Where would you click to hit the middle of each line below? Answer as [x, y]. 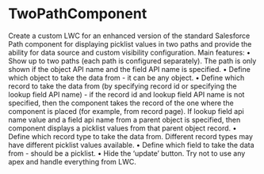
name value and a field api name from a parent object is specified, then [124, 119]
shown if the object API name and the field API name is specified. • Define [130, 69]
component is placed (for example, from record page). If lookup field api [126, 111]
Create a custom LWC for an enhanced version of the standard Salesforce [129, 36]
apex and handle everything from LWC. [73, 161]
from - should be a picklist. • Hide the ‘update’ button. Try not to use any [127, 153]
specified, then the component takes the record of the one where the [121, 103]
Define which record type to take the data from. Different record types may [131, 136]
